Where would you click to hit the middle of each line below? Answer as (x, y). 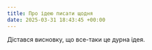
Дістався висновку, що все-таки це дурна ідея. (76, 39)
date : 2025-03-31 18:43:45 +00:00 (56, 20)
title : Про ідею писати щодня (50, 13)
